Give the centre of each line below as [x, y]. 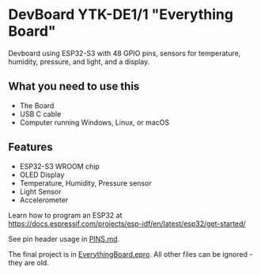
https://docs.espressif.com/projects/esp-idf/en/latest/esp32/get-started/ [127, 224]
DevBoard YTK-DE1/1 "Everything [121, 15]
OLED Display [42, 175]
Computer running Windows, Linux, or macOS [95, 122]
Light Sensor [40, 191]
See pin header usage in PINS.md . [64, 239]
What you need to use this [74, 87]
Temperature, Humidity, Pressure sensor [85, 183]
